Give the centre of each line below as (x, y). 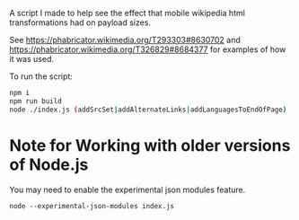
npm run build (36, 101)
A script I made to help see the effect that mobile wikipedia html (127, 13)
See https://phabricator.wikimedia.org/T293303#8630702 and (125, 40)
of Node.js (49, 164)
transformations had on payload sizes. (80, 22)
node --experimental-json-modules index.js (92, 206)
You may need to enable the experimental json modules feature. (128, 189)
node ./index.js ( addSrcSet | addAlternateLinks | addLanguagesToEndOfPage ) (148, 110)
